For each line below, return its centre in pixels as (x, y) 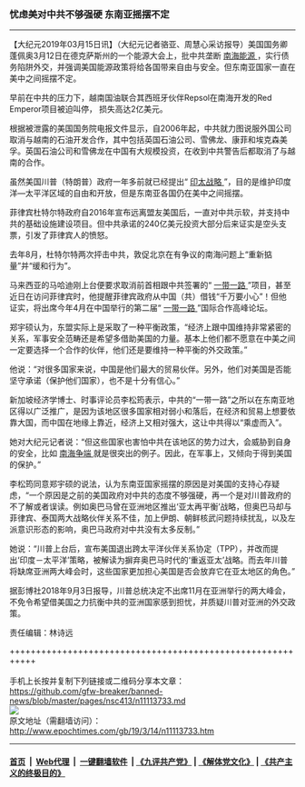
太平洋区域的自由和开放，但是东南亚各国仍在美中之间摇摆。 (136, 194)
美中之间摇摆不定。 (45, 78)
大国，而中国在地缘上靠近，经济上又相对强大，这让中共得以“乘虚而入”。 (152, 423)
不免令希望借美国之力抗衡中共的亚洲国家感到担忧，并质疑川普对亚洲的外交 (148, 603)
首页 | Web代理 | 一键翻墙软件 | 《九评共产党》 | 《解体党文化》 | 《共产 (147, 762)
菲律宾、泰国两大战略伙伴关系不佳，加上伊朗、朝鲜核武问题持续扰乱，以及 (148, 518)
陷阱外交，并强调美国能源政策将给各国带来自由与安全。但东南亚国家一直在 (156, 67)
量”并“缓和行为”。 (43, 266)
